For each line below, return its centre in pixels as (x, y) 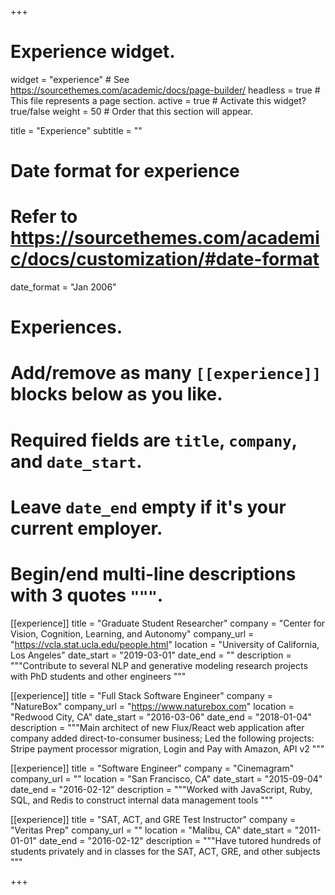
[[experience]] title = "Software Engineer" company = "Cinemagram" (152, 768)
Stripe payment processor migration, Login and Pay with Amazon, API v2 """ (167, 748)
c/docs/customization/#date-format (165, 259)
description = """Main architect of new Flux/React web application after (157, 727)
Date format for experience (125, 171)
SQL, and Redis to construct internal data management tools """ (141, 800)
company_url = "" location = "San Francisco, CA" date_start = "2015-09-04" (166, 778)
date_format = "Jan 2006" (63, 287)
